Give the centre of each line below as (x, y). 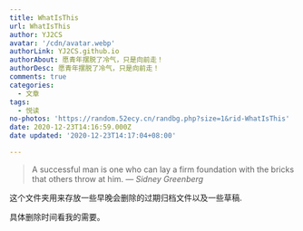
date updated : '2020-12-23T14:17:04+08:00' (93, 136)
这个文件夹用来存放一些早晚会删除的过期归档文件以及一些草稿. (126, 197)
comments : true (38, 77)
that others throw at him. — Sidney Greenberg (117, 178)
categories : (32, 85)
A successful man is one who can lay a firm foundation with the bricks (163, 169)
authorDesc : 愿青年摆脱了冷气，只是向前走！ (85, 69)
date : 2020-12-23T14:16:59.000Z (70, 128)
